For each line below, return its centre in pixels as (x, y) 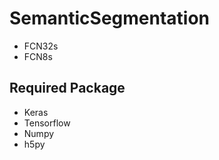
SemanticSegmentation (110, 18)
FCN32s (41, 46)
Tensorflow (47, 123)
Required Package (67, 88)
